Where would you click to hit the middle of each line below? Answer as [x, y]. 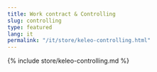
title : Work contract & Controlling [61, 14]
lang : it [20, 34]
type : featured [30, 27]
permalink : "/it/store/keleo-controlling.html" [79, 41]
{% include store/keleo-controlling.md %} [69, 61]
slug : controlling [34, 21]
